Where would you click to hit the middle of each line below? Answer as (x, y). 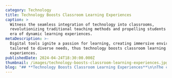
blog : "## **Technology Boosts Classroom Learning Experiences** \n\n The (84, 67)
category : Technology (28, 10)
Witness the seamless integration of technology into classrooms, (82, 24)
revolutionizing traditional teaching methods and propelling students (88, 29)
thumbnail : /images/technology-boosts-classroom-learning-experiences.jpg (87, 63)
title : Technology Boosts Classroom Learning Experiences (68, 15)
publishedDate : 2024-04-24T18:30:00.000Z (50, 58)
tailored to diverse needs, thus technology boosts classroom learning (88, 48)
